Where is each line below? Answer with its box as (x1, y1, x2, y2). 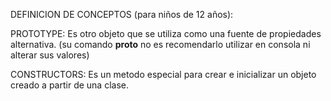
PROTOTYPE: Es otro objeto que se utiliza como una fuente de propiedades (10, 28, 322, 39)
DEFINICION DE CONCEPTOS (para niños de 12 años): (10, 9, 234, 20)
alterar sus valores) (10, 49, 90, 61)
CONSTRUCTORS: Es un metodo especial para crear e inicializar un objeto (10, 69, 317, 80)
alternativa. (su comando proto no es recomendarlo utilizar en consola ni (10, 39, 311, 50)
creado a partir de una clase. (10, 79, 129, 91)
